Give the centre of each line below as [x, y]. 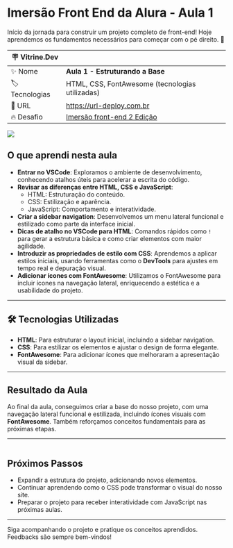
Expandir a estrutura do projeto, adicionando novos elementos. [107, 480]
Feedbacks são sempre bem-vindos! [60, 537]
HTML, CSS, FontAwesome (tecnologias [131, 84]
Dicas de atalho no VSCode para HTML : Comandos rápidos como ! [114, 231]
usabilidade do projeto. [50, 290]
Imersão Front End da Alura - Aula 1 [110, 13]
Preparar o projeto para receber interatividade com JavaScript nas [112, 502]
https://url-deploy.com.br [107, 106]
